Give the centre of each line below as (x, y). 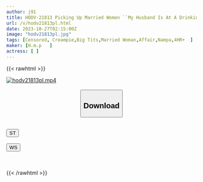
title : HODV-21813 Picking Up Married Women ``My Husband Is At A (92, 18)
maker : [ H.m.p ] (29, 46)
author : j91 (21, 12)
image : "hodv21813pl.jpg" (39, 34)
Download (101, 106)
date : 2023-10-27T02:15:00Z (42, 29)
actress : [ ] (23, 51)
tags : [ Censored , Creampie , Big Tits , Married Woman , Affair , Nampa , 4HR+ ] (100, 40)
